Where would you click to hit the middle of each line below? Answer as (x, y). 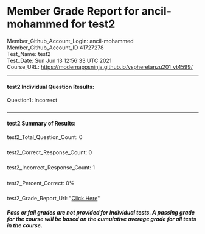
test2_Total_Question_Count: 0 (45, 137)
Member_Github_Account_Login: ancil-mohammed (70, 41)
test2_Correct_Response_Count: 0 (50, 152)
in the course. (25, 225)
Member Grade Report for (73, 11)
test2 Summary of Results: (41, 124)
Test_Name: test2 (29, 54)
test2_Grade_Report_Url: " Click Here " (54, 199)
